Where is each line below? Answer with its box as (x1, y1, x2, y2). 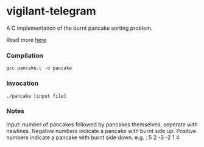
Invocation (6, 79, 38, 87)
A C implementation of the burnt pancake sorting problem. (6, 24, 153, 32)
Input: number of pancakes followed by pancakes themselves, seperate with (6, 120, 198, 128)
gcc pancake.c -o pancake (6, 65, 72, 71)
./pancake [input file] (6, 93, 67, 99)
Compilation (6, 51, 44, 60)
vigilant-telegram (6, 4, 96, 18)
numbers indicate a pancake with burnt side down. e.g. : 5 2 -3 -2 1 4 (6, 134, 180, 141)
